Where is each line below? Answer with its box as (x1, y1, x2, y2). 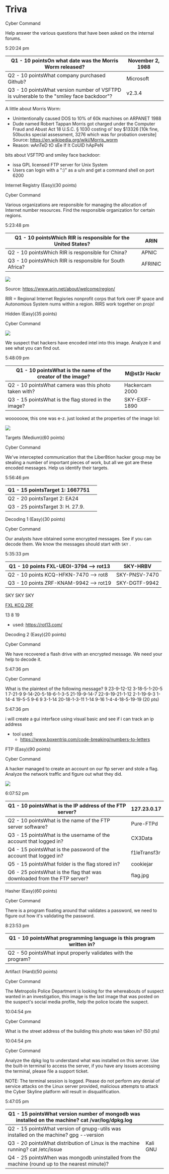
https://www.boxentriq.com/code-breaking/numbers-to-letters (20, 736, 150, 742)
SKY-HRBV (123, 563, 152, 570)
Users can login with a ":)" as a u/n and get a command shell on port (12, 167, 154, 173)
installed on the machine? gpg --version (8, 1131, 104, 1138)
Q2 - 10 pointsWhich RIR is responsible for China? (8, 249, 127, 256)
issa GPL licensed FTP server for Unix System (12, 161, 108, 167)
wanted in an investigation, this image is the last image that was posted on (5, 993, 159, 999)
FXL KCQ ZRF (5, 602, 34, 608)
